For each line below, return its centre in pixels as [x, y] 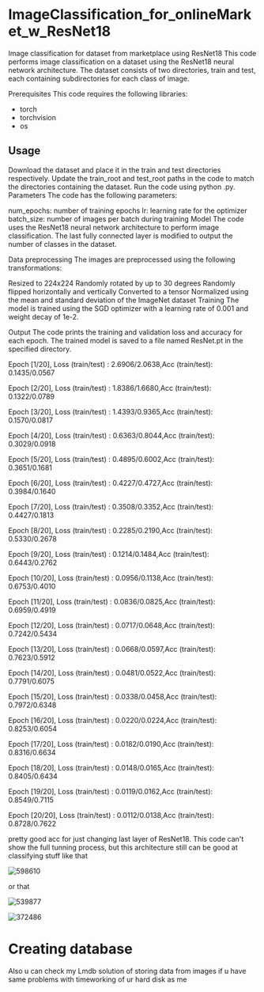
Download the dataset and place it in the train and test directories [115, 170]
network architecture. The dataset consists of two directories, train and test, [132, 70]
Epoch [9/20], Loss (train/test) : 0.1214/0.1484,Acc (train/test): [109, 554]
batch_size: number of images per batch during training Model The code [126, 218]
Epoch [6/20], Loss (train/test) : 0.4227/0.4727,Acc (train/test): [111, 483]
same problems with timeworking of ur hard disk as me [98, 979]
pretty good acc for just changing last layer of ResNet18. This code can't [126, 839]
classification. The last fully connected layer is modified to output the [121, 236]
